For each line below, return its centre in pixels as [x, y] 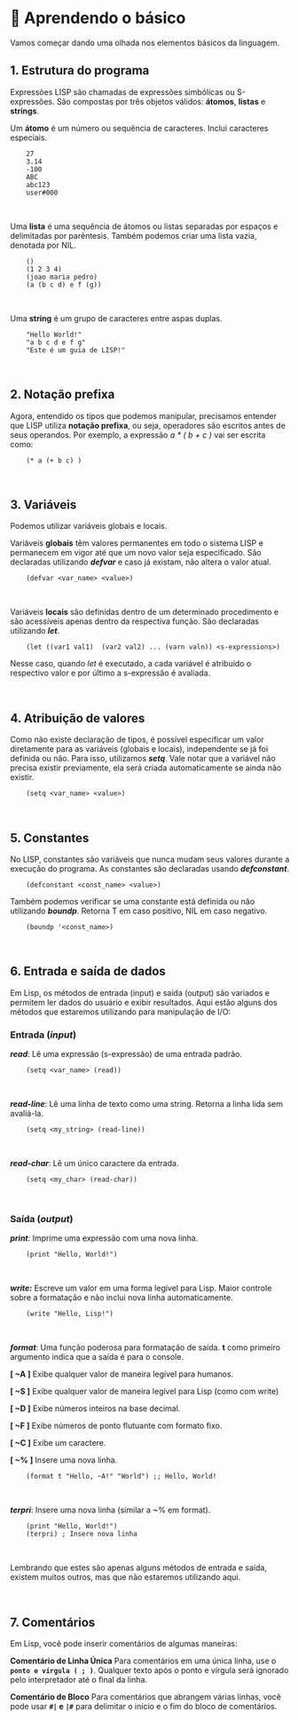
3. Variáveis [43, 505]
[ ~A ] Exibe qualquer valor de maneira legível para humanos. [122, 1374]
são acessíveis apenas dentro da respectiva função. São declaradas [135, 621]
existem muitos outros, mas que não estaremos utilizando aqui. [125, 1577]
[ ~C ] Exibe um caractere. [58, 1443]
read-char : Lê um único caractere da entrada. [94, 1164]
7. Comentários [53, 1622]
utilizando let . [35, 631]
